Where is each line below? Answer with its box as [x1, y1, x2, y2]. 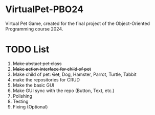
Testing [12, 98, 29, 104]
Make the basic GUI [12, 82, 55, 88]
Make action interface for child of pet [12, 66, 91, 72]
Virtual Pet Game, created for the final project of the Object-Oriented [5, 20, 150, 26]
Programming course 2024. [5, 25, 63, 32]
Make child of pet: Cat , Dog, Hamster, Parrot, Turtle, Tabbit [12, 71, 137, 77]
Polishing [12, 93, 32, 99]
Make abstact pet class [12, 60, 62, 67]
